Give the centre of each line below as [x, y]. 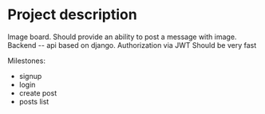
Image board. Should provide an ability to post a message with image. [122, 37]
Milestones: [26, 61]
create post [38, 92]
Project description [72, 15]
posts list [34, 101]
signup [30, 76]
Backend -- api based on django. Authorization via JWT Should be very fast [132, 45]
